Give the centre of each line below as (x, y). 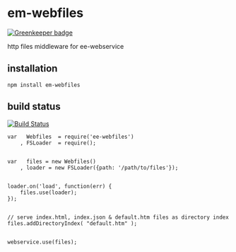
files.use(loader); (49, 193)
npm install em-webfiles (44, 85)
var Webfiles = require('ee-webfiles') (71, 137)
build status (34, 107)
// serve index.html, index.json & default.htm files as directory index (118, 217)
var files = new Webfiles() (52, 161)
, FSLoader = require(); (58, 143)
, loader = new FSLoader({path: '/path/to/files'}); (99, 168)
